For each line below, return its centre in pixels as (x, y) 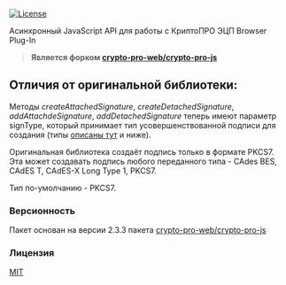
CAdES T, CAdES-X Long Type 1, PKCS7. (83, 170)
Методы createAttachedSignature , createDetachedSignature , (122, 106)
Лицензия (32, 253)
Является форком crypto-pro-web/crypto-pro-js (124, 57)
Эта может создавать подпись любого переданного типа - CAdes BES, (143, 161)
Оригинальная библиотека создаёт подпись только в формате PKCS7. (142, 151)
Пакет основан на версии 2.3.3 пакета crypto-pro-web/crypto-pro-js (138, 230)
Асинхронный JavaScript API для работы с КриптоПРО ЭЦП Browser (138, 31)
